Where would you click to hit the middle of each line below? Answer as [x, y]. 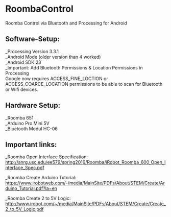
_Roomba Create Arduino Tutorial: [41, 178]
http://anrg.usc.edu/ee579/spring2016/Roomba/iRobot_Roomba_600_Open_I [86, 162]
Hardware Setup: [33, 105]
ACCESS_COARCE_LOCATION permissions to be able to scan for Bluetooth [84, 84]
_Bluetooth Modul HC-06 [31, 129]
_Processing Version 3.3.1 [32, 51]
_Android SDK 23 [23, 62]
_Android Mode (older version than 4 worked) [53, 57]
